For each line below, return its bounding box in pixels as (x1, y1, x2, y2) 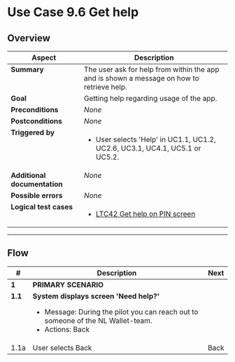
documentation (10, 179, 63, 189)
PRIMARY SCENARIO (32, 279, 104, 289)
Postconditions (10, 116, 63, 126)
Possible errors (10, 190, 63, 200)
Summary (10, 64, 44, 74)
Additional (10, 171, 46, 180)
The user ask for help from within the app (83, 64, 220, 74)
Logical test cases (10, 202, 73, 211)
